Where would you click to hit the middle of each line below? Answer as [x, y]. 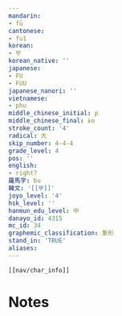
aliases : [23, 248]
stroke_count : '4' [39, 128]
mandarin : [25, 16]
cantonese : [26, 31]
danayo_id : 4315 [35, 218]
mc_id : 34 [25, 226]
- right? [23, 173]
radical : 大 [28, 135]
